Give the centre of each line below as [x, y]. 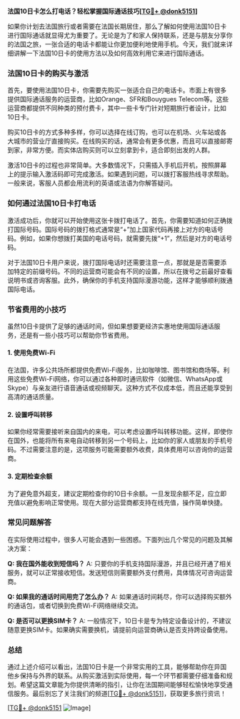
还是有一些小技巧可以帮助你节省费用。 [76, 335]
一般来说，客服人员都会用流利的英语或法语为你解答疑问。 [92, 183]
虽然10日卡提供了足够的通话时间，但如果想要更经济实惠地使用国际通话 [111, 326]
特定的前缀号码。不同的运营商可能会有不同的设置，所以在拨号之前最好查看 [123, 271]
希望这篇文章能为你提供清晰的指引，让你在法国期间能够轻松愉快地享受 [123, 685]
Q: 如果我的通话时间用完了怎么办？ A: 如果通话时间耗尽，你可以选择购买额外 [120, 596]
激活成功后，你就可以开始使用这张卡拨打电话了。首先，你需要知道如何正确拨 [120, 220]
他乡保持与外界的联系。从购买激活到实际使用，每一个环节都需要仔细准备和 [117, 676]
